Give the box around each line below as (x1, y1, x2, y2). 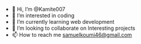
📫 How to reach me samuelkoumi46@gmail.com (11, 32, 132, 38)
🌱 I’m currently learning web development (11, 18, 115, 25)
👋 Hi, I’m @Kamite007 (11, 6, 65, 12)
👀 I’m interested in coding (11, 12, 75, 19)
